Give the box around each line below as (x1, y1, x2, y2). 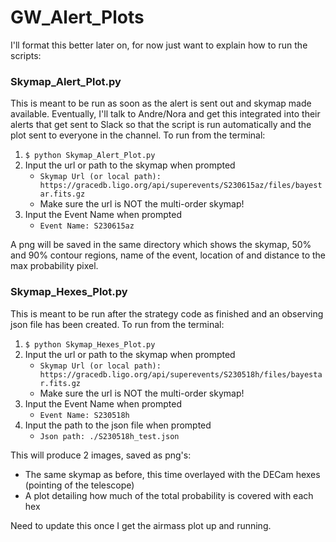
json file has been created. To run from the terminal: (10, 318, 225, 330)
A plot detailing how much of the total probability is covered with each (24, 489, 314, 501)
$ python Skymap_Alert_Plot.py (24, 151, 156, 161)
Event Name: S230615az (39, 221, 135, 231)
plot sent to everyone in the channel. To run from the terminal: (10, 129, 266, 141)
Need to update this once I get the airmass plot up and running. (10, 519, 272, 531)
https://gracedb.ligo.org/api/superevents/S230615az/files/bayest (39, 181, 323, 191)
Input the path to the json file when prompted (24, 419, 212, 431)
